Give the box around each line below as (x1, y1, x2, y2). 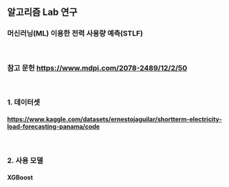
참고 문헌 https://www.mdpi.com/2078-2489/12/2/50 (7, 63, 188, 73)
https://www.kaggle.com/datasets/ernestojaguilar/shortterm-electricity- (7, 115, 222, 123)
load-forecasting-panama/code (7, 122, 100, 130)
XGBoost (7, 173, 33, 182)
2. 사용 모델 (7, 156, 43, 166)
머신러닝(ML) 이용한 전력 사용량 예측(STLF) (7, 29, 143, 38)
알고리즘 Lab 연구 (7, 6, 78, 18)
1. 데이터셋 (7, 97, 41, 107)
